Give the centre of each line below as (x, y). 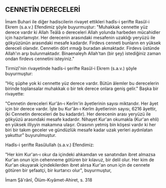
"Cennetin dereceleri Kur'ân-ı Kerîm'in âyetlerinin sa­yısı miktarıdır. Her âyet (82, 103)
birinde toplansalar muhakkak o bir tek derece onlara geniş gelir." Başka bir (82, 89)
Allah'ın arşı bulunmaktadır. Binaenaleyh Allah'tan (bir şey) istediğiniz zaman (83, 53)
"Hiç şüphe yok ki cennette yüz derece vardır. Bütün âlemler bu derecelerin (82, 83)
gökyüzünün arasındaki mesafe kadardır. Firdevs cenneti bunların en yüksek (83, 43)
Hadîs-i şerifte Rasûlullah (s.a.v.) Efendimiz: (50, 145)
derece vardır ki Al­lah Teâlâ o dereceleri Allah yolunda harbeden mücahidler (83, 32)
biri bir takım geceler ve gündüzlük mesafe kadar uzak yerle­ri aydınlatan (79, 130)
